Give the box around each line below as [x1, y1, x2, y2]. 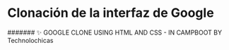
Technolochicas [7, 36, 54, 44]
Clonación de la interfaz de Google [7, 5, 214, 21]
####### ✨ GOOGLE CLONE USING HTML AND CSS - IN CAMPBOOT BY [7, 28, 223, 37]
